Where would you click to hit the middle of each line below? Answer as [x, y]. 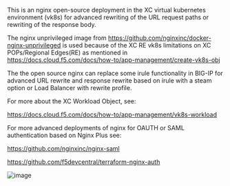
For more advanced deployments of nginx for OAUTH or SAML [96, 128]
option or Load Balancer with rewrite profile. [70, 88]
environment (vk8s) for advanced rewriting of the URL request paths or [108, 17]
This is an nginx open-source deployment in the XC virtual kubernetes [107, 10]
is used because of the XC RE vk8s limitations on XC [137, 45]
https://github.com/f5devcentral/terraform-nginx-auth [84, 162]
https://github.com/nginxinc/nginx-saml [64, 148]
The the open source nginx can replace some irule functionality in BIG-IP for [115, 73]
